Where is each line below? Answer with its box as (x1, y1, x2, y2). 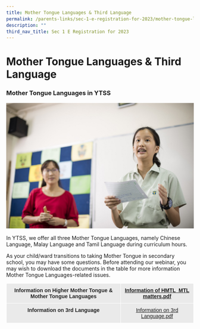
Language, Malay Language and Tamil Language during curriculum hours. (6, 241, 187, 248)
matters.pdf (142, 293, 171, 300)
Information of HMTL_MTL (124, 287, 190, 294)
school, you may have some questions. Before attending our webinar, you (6, 259, 186, 266)
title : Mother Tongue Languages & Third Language (6, 10, 132, 16)
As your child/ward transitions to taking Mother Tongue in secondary (6, 252, 175, 259)
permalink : (6, 16, 33, 22)
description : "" (6, 22, 46, 28)
